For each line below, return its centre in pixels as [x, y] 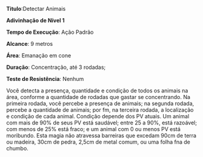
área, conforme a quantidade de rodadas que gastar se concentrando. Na [98, 97]
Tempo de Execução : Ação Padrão [50, 32]
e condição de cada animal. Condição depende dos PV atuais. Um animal [98, 116]
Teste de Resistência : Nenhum [45, 79]
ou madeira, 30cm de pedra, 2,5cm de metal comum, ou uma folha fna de [98, 142]
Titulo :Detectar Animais [36, 9]
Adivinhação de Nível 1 [35, 20]
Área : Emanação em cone [39, 56]
